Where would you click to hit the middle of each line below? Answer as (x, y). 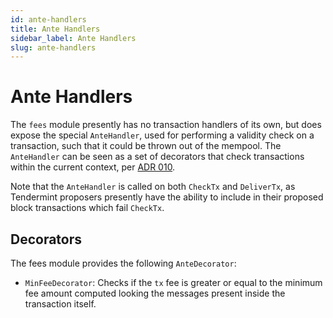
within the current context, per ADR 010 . (93, 167)
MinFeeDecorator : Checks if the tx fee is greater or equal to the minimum (173, 282)
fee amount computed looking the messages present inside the (155, 293)
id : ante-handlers (48, 19)
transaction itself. (60, 304)
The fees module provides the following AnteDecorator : (123, 263)
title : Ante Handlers (55, 29)
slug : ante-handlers (53, 47)
